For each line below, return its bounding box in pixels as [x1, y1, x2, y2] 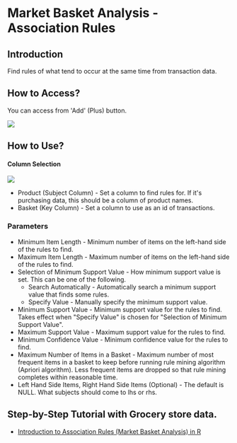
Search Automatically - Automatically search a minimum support [28, 282, 216, 291]
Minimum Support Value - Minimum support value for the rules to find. [17, 305, 223, 313]
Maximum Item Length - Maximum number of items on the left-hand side [17, 253, 230, 261]
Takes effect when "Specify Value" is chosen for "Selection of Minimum [17, 313, 227, 321]
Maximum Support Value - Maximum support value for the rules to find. [17, 328, 226, 336]
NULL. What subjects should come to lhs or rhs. [17, 388, 158, 396]
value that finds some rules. [28, 290, 110, 299]
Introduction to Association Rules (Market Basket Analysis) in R [17, 427, 202, 436]
